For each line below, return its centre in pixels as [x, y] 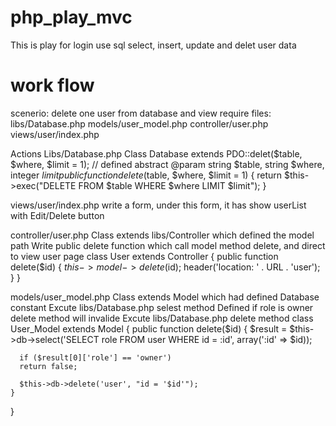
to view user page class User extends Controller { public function [144, 256]
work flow [52, 85]
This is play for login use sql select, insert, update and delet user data [153, 45]
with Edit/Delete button [57, 215]
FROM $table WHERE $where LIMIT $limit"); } [172, 185]
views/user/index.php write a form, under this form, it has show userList [158, 205]
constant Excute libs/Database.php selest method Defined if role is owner [162, 307]
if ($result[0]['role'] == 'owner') [95, 357]
